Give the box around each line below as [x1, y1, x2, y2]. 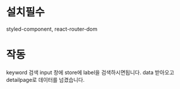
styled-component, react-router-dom [6, 25, 98, 33]
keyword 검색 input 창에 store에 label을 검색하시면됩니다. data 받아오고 [6, 69, 175, 76]
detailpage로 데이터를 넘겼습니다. [6, 76, 85, 83]
